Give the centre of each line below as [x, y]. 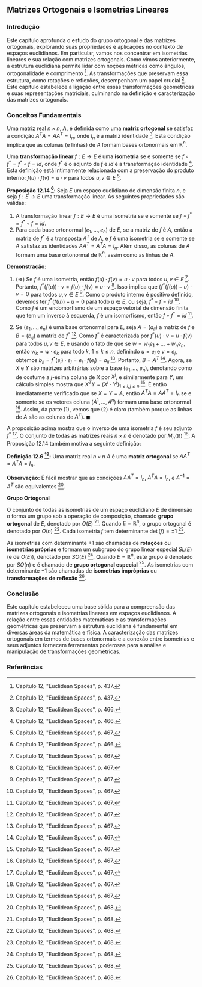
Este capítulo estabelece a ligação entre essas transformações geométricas [100, 87]
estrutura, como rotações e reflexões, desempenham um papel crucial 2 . [97, 80]
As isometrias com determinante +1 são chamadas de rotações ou [89, 543]
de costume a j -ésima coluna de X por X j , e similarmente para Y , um [100, 377]
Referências [25, 667]
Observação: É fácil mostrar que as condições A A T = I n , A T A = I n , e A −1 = [99, 478]
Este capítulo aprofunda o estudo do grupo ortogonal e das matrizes [91, 40]
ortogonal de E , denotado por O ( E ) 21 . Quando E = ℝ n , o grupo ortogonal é [99, 523]
